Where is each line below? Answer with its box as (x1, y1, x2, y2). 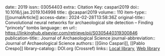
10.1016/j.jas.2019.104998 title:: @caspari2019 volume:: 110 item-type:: (5, 9, 147, 15)
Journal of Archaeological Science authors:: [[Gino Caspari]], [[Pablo (5, 40, 145, 46)
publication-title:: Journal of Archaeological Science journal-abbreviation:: (5, 35, 156, 41)
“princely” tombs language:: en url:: (5, 25, 77, 31)
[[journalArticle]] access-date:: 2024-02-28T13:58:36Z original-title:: (5, 15, 145, 20)
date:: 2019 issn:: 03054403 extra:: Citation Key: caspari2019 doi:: (5, 4, 139, 10)
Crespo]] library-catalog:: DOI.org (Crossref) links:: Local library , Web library (5, 46, 160, 51)
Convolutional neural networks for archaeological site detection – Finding (5, 19, 154, 25)
